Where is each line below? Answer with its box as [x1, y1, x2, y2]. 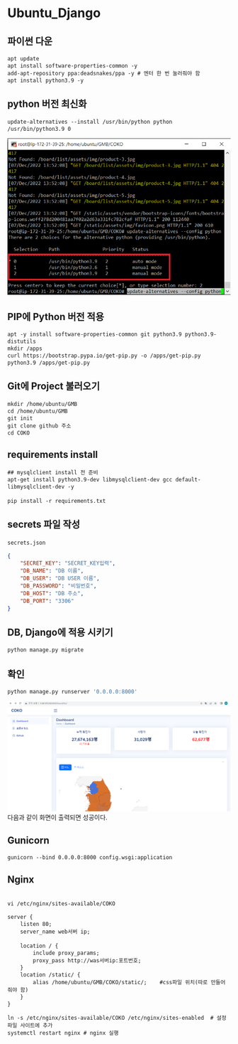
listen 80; [20, 921, 52, 928]
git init [7, 415, 33, 422]
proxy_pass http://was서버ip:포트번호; [33, 957, 142, 964]
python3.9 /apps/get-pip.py [7, 359, 91, 367]
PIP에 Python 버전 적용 [7, 311, 105, 323]
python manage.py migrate [7, 646, 84, 654]
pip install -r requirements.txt [7, 497, 106, 504]
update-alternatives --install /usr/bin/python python [7, 118, 173, 125]
